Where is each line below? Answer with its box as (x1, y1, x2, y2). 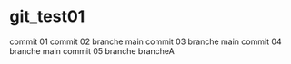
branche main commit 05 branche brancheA (9, 45, 175, 56)
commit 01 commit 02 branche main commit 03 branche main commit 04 (9, 36, 282, 47)
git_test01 (9, 6, 85, 27)
